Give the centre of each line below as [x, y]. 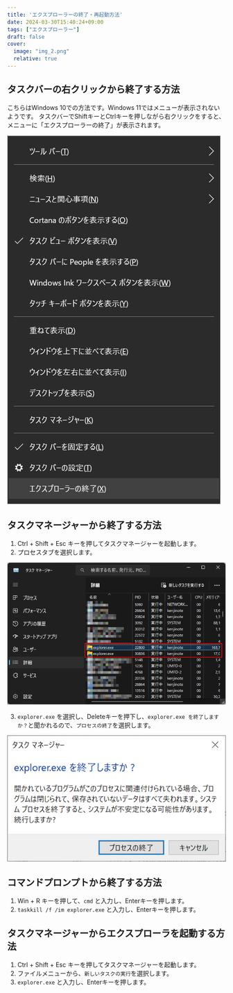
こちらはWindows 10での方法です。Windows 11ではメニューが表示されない [114, 107]
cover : [17, 44]
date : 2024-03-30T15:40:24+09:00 [55, 22]
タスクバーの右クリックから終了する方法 [94, 89]
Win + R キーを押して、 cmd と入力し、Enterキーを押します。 [103, 901]
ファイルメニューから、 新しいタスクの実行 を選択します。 [95, 973]
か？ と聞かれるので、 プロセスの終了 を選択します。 [86, 725]
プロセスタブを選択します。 [57, 552]
